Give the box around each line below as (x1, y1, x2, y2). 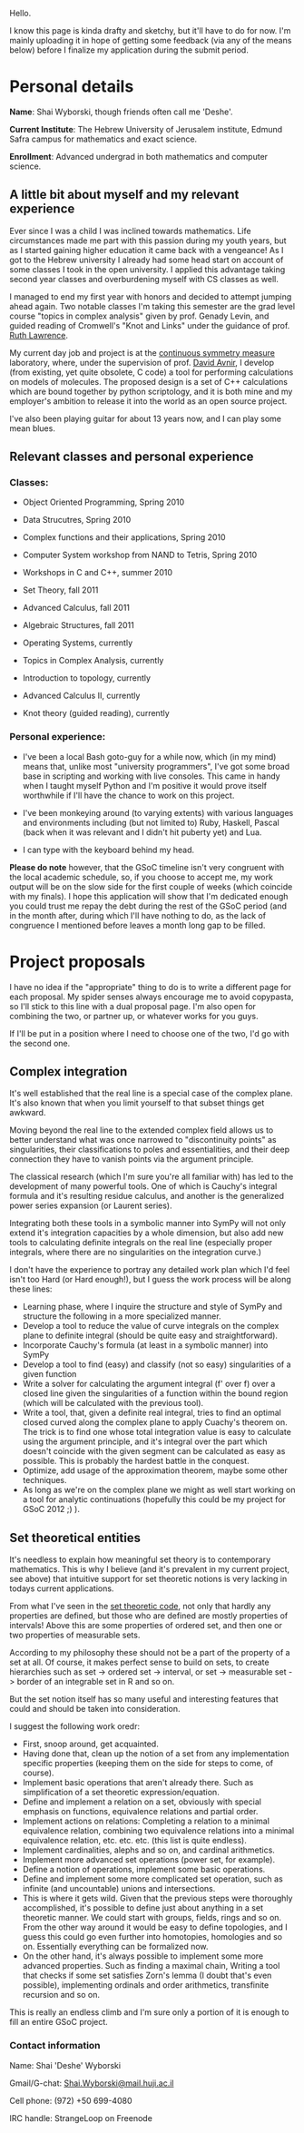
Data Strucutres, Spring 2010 (22, 515, 132, 526)
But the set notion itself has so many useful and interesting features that (9, 1694, 279, 1705)
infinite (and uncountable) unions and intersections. (22, 1883, 216, 1894)
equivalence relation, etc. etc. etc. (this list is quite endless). (22, 1835, 247, 1846)
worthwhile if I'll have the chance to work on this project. (22, 790, 235, 801)
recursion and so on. (22, 1990, 100, 2000)
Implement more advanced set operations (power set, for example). (22, 1854, 275, 1865)
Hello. (9, 8, 32, 18)
